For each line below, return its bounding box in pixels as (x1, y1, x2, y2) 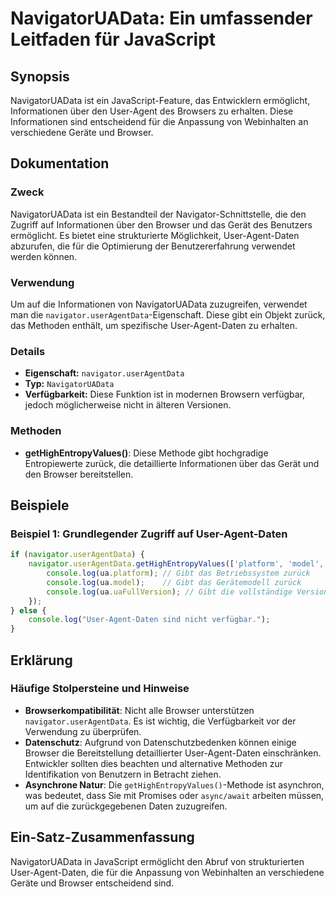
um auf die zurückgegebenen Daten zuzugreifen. (24, 800, 228, 812)
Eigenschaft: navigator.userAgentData (24, 367, 185, 379)
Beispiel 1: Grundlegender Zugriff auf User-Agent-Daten (10, 527, 288, 541)
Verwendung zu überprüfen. (24, 725, 142, 737)
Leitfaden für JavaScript (10, 28, 217, 51)
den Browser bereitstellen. (24, 468, 134, 480)
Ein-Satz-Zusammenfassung (10, 829, 195, 846)
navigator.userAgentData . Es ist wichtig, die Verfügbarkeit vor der (24, 715, 297, 727)
